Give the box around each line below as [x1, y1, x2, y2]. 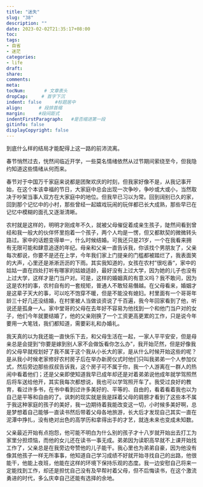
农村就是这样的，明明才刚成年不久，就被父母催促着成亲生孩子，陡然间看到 [6, 221, 192, 228]
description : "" [6, 20, 47, 26]
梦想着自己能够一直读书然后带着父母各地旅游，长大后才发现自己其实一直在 [11, 409, 197, 415]
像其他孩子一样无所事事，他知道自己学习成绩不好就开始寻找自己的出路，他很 [6, 452, 197, 458]
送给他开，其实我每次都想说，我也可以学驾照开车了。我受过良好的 [22, 378, 186, 385]
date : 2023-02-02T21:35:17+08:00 [6, 25, 91, 32]
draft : [6, 65, 23, 72]
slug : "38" [6, 15, 34, 21]
